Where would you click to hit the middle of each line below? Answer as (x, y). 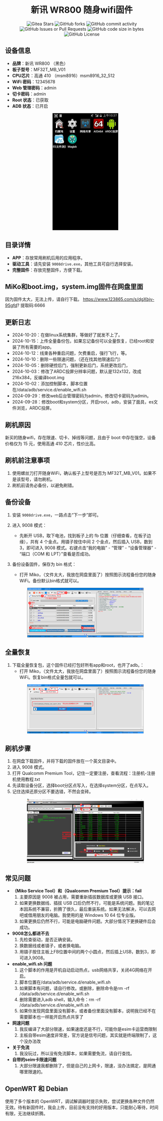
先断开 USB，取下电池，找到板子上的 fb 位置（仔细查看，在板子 (83, 535)
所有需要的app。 (37, 347)
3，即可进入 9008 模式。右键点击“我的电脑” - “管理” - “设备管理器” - (88, 548)
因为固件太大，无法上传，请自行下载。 (43, 299)
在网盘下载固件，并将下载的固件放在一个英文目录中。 (65, 761)
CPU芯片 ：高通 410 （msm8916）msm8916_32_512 (63, 76)
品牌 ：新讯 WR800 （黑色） (40, 63)
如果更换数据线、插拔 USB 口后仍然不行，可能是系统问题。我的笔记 (87, 903)
